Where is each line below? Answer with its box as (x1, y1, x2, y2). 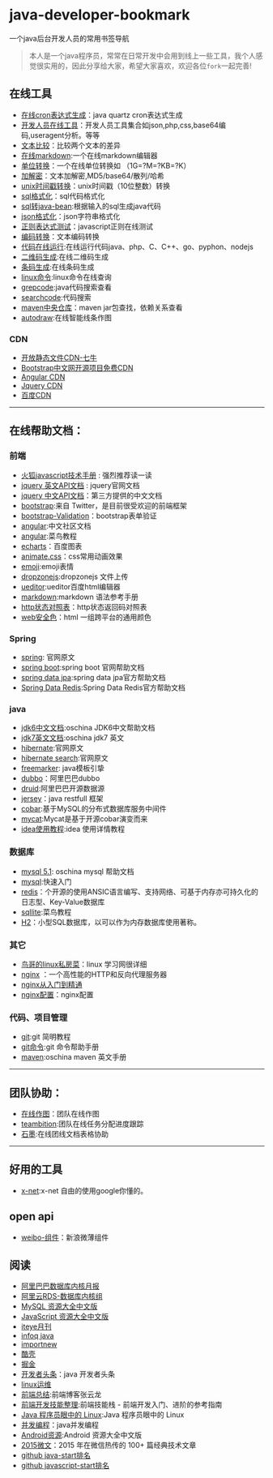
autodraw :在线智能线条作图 (20, 312, 112, 322)
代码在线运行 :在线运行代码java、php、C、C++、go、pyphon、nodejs (20, 242, 254, 251)
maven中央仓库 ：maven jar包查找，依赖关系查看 (20, 302, 183, 312)
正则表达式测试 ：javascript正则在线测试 (20, 221, 153, 231)
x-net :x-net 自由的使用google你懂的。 (20, 1185, 148, 1195)
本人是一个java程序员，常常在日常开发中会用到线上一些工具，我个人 (28, 50, 256, 60)
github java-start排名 (20, 1450, 92, 1460)
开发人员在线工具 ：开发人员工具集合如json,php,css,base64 (20, 120, 220, 130)
